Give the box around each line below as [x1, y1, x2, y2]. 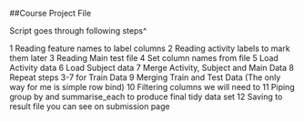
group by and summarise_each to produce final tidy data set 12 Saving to [9, 91, 283, 102]
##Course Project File [9, 8, 92, 18]
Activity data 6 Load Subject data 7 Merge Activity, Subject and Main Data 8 [9, 63, 294, 73]
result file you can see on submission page [9, 101, 170, 112]
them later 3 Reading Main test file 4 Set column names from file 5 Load [9, 53, 279, 63]
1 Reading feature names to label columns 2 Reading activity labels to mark [9, 43, 290, 54]
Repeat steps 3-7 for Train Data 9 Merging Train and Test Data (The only [9, 72, 281, 83]
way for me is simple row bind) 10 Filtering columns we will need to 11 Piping [9, 82, 295, 92]
